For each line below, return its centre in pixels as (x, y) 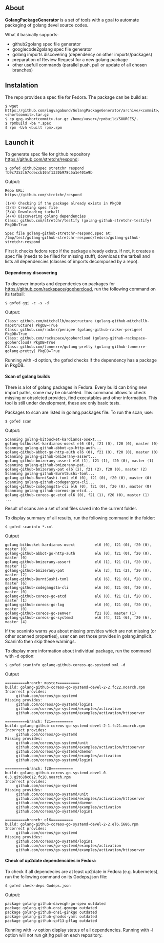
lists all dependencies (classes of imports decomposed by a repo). (72, 262)
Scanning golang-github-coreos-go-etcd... (49, 491)
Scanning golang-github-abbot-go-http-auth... (53, 448)
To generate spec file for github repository (48, 154)
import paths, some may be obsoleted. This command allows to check (76, 392)
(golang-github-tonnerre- (121, 347)
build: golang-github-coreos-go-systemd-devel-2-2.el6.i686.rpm (72, 824)
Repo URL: (15, 191)
